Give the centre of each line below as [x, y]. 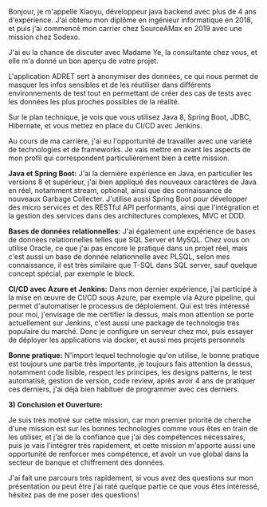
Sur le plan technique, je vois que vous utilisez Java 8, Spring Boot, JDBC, [130, 117]
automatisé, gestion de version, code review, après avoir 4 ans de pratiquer [132, 381]
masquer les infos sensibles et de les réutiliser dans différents [110, 84]
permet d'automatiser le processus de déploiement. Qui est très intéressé [129, 306]
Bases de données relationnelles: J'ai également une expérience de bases [132, 231]
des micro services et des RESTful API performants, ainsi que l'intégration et [134, 207]
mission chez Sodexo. [44, 37]
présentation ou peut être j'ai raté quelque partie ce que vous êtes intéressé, [134, 486]
